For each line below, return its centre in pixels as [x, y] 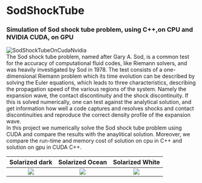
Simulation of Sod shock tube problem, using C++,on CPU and [99, 30]
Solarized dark [31, 162]
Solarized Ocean [83, 162]
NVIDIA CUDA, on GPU [40, 37]
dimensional [22, 76]
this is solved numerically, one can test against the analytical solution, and [99, 102]
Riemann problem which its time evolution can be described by [116, 76]
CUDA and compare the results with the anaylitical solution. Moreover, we [98, 134]
